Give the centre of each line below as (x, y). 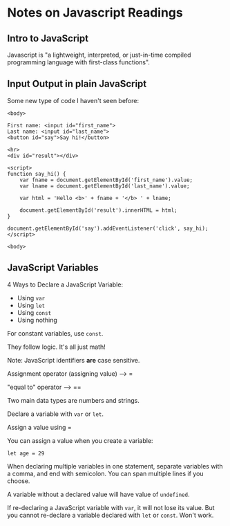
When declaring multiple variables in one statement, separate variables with (115, 466)
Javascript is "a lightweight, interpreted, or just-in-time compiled (99, 55)
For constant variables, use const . (55, 333)
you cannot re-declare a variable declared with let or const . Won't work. (111, 515)
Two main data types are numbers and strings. (73, 400)
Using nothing (37, 320)
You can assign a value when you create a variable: (80, 440)
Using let (31, 305)
